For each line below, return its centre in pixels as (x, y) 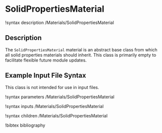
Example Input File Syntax (46, 76)
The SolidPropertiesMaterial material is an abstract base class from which (81, 49)
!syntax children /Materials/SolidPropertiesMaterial (56, 115)
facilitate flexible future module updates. (46, 60)
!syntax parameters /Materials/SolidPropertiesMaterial (60, 97)
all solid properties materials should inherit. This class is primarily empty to (81, 55)
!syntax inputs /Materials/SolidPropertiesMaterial (54, 106)
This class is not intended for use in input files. (52, 87)
